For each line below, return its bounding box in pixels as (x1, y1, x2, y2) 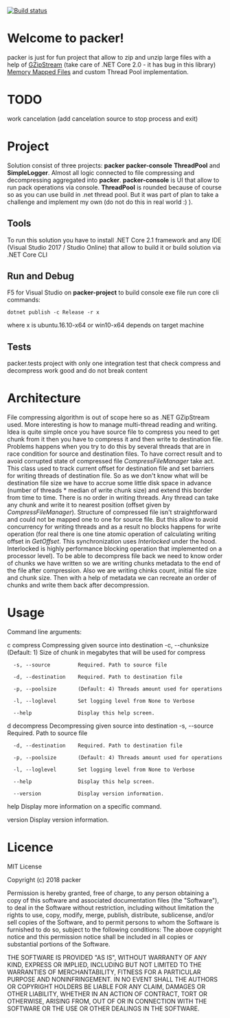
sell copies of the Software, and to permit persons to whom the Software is (7, 918, 220, 927)
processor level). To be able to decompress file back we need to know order (7, 552, 223, 560)
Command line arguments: (7, 628, 82, 636)
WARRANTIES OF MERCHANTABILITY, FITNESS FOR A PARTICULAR (7, 968, 201, 976)
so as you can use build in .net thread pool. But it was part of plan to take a (7, 190, 219, 198)
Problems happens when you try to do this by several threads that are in (7, 443, 211, 451)
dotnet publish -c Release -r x (7, 309, 100, 316)
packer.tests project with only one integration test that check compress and (7, 359, 221, 367)
